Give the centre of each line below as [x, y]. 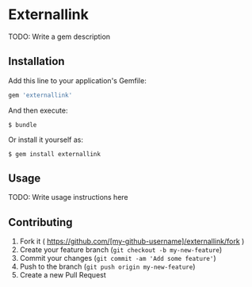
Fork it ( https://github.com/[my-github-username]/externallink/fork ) [132, 241]
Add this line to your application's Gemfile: [77, 80]
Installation [36, 61]
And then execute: [38, 110]
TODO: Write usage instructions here [68, 197]
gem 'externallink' [40, 95]
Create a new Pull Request [63, 275]
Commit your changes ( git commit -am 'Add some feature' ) [118, 258]
